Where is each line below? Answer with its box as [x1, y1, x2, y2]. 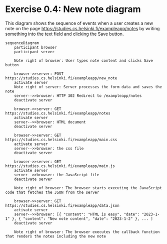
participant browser [14, 45, 57, 50]
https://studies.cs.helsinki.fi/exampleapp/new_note [5, 75, 117, 81]
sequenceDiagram [5, 40, 39, 46]
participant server [14, 49, 55, 54]
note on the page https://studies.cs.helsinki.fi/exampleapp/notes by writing [5, 25, 160, 31]
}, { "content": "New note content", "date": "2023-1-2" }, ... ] [11, 216, 153, 221]
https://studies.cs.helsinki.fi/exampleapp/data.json [5, 203, 120, 208]
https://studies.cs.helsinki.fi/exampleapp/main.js [5, 163, 115, 169]
